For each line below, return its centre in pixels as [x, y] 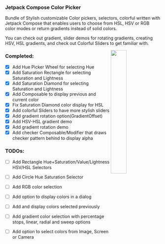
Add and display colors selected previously [56, 207]
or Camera [23, 237]
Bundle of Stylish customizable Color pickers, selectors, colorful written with [83, 18]
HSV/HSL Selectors [32, 167]
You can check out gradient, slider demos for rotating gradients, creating [79, 38]
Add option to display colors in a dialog [52, 197]
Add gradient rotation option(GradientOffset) [57, 116]
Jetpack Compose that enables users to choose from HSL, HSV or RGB [77, 23]
